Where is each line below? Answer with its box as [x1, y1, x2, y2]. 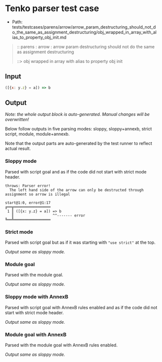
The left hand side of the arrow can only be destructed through [9, 188, 144, 192]
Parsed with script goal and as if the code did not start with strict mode [5, 169, 147, 174]
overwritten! [5, 117, 29, 123]
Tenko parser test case [5, 3, 99, 14]
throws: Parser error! [5, 183, 51, 188]
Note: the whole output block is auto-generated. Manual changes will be [5, 111, 150, 117]
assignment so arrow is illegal [5, 192, 70, 197]
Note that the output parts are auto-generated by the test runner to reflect [5, 141, 152, 146]
